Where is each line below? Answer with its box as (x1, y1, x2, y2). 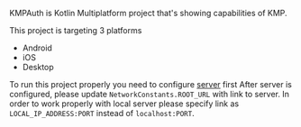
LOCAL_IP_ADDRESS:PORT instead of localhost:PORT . (9, 108, 196, 118)
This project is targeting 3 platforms (9, 25, 142, 35)
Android (22, 42, 52, 53)
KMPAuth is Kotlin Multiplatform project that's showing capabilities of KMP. (9, 8, 287, 18)
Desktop (22, 62, 54, 72)
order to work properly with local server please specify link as (9, 98, 240, 109)
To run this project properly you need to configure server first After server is (9, 79, 293, 89)
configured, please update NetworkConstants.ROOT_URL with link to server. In (9, 89, 290, 99)
